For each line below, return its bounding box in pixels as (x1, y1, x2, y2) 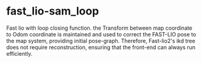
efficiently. (6, 50, 33, 57)
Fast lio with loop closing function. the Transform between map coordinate (6, 24, 193, 31)
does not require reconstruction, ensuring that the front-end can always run (6, 44, 196, 51)
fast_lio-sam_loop (6, 4, 99, 18)
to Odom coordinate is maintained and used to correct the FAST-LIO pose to (6, 30, 197, 38)
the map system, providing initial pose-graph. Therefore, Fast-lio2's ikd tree (6, 37, 195, 44)
